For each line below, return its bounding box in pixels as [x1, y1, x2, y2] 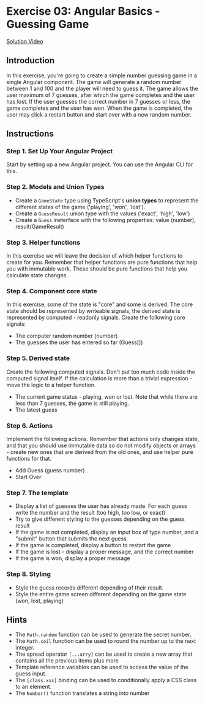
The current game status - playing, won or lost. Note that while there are [15, 393, 198, 400]
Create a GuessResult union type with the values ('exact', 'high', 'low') [15, 210, 190, 217]
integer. [15, 644, 35, 651]
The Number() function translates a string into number [15, 690, 150, 697]
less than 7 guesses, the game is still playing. [15, 399, 130, 407]
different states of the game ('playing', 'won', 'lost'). [15, 203, 146, 210]
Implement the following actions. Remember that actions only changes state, [6, 435, 199, 442]
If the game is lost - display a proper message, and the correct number [15, 548, 194, 556]
